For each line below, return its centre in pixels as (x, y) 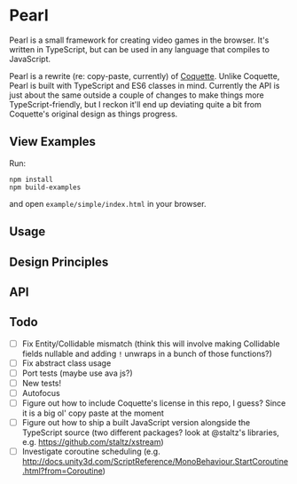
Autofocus (41, 393)
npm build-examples (45, 187)
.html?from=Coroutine (63, 471)
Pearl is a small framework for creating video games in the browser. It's (139, 40)
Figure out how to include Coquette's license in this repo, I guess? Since (154, 403)
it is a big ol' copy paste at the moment (93, 413)
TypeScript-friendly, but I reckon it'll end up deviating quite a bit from (135, 104)
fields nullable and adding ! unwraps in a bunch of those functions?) (147, 353)
